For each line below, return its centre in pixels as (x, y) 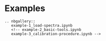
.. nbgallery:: (20, 21)
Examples (25, 8)
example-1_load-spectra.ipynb (42, 25)
